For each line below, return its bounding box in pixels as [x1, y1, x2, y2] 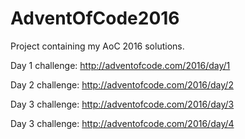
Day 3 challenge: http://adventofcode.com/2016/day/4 [10, 117, 235, 129]
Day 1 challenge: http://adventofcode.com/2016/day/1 [10, 59, 231, 71]
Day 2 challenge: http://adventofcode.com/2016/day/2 [10, 78, 234, 91]
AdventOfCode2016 [10, 7, 180, 30]
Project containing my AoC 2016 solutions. [10, 40, 185, 52]
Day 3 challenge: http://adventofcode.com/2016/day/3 [10, 98, 235, 110]
